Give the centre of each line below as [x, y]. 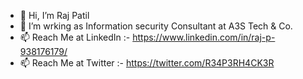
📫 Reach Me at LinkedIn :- [75, 37]
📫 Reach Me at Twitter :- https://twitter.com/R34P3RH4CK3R [147, 63]
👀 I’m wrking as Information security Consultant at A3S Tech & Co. [156, 26]
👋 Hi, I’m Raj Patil [54, 15]
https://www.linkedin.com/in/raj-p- [204, 37]
